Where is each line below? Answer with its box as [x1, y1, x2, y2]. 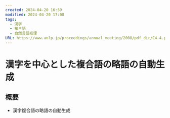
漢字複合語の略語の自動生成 [12, 107, 71, 113]
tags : [5, 17, 17, 22]
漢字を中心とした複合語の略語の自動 [5, 59, 156, 71]
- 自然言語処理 [10, 31, 37, 36]
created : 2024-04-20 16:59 [5, 7, 62, 13]
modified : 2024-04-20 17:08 [5, 12, 65, 17]
